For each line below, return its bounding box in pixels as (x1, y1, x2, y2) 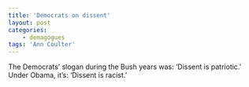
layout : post (8, 19, 51, 27)
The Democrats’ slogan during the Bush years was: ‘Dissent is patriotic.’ (8, 62, 242, 71)
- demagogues (22, 33, 65, 42)
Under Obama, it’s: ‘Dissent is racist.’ (8, 71, 128, 80)
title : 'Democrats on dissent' (8, 11, 111, 20)
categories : (8, 26, 47, 34)
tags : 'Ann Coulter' (8, 41, 76, 49)
